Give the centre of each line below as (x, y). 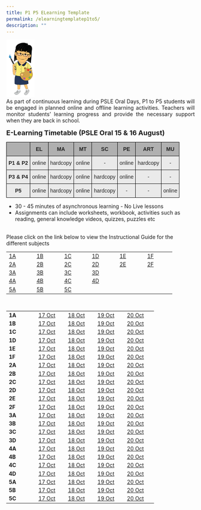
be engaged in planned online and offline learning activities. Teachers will (100, 107)
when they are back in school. (43, 120)
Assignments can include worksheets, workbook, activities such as (98, 212)
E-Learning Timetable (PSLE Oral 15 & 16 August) (86, 133)
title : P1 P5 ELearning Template (48, 13)
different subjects (28, 243)
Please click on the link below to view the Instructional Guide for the (90, 237)
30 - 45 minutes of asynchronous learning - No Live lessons (89, 206)
